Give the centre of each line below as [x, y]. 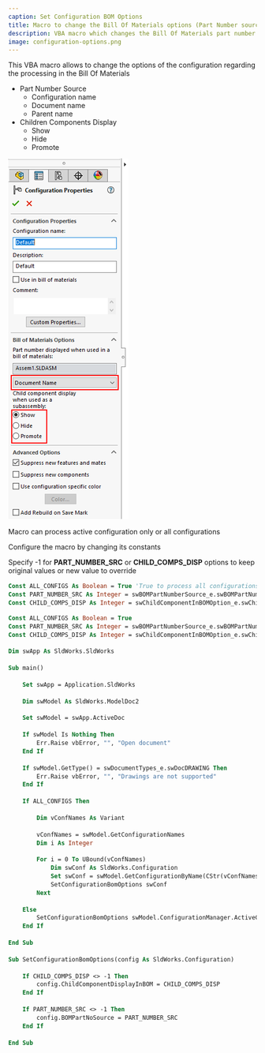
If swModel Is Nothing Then [68, 735]
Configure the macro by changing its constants [85, 547]
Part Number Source [53, 89]
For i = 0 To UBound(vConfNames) [91, 860]
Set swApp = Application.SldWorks [79, 684]
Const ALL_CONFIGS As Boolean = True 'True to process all [107, 586]
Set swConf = [71, 876]
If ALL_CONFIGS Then [56, 801]
